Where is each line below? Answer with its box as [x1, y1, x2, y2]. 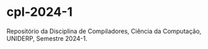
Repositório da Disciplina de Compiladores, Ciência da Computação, [6, 27, 202, 35]
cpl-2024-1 [6, 4, 73, 20]
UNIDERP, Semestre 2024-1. [6, 34, 88, 42]
